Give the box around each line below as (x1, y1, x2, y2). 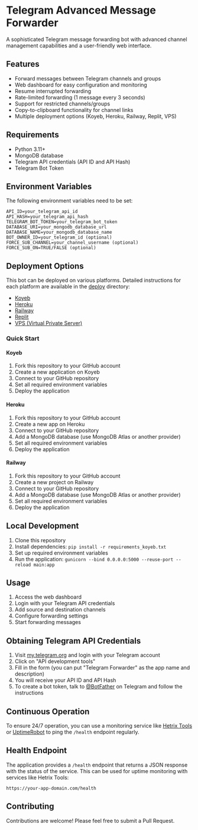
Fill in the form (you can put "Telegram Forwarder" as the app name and (14, 664, 190, 671)
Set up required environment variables (14, 549, 108, 556)
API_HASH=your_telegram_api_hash (6, 214, 89, 220)
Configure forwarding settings (14, 612, 89, 619)
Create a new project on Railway (14, 478, 94, 485)
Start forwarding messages (14, 619, 82, 626)
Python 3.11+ (14, 146, 46, 153)
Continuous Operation (6, 706, 90, 716)
